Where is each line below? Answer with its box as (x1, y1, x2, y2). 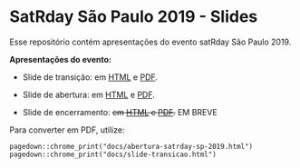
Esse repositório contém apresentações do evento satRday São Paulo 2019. (9, 36, 292, 47)
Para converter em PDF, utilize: (9, 124, 125, 135)
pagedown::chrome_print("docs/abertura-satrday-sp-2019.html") (9, 142, 254, 151)
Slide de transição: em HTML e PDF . (22, 71, 159, 83)
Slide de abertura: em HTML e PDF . (22, 89, 156, 100)
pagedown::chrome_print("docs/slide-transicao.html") (9, 150, 218, 159)
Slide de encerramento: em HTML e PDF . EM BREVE (22, 106, 218, 117)
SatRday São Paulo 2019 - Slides (9, 6, 258, 27)
